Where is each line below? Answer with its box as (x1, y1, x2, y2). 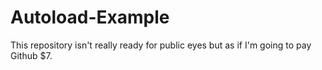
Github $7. (10, 49, 53, 61)
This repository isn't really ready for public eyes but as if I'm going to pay (10, 39, 312, 51)
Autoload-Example (10, 6, 170, 29)
